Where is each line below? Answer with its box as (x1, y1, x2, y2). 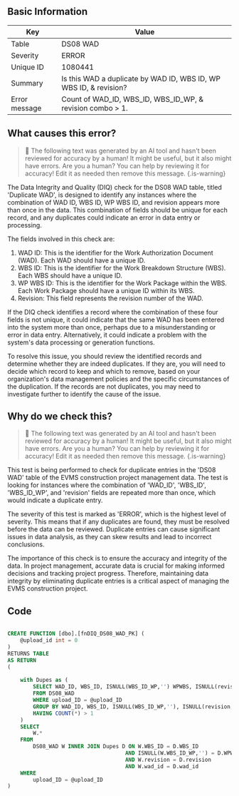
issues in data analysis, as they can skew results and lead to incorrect (7, 533, 212, 541)
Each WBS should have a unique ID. (17, 271, 123, 280)
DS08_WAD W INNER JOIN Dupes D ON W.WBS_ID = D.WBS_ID (33, 743, 199, 750)
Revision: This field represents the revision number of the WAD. (17, 294, 204, 302)
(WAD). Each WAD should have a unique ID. (17, 256, 146, 265)
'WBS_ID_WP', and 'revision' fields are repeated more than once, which (7, 489, 216, 497)
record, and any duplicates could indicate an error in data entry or (7, 213, 201, 222)
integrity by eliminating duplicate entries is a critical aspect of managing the (7, 577, 230, 586)
